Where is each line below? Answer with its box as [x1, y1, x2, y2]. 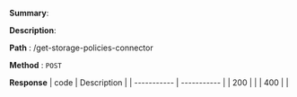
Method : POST [9, 60, 63, 70]
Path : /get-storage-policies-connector [9, 42, 154, 53]
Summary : [9, 8, 49, 18]
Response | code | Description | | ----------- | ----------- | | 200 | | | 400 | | [9, 77, 289, 88]
